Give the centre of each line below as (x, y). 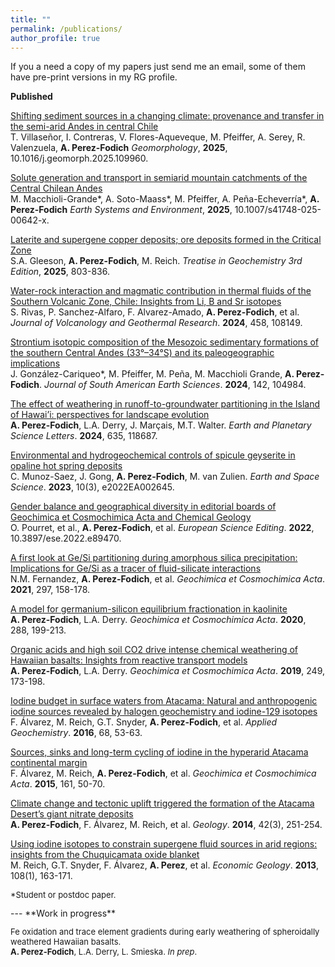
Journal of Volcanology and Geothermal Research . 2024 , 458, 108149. (156, 323)
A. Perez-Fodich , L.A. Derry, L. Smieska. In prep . (104, 952)
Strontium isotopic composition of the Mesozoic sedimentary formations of (165, 342)
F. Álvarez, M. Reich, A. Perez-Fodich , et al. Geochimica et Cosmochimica (163, 773)
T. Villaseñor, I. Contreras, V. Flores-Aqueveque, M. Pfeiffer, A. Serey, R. (158, 137)
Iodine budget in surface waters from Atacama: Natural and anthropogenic (164, 701)
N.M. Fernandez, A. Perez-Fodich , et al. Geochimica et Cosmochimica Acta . (168, 579)
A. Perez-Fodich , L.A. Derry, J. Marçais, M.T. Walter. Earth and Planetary (161, 425)
